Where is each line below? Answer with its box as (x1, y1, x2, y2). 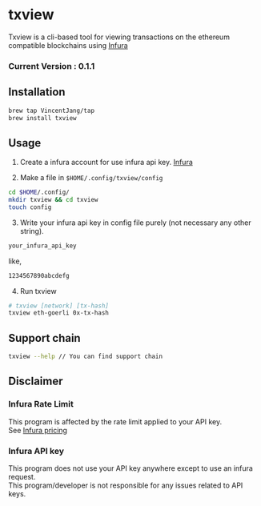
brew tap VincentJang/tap (8, 106, 94, 114)
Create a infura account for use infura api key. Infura (19, 158, 194, 167)
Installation (8, 86, 66, 99)
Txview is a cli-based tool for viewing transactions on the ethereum (8, 32, 231, 42)
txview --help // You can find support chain (8, 352, 163, 361)
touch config (8, 203, 52, 211)
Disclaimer (8, 375, 63, 388)
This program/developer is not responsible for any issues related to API (8, 480, 243, 490)
